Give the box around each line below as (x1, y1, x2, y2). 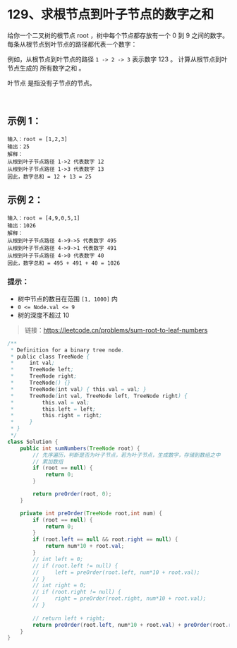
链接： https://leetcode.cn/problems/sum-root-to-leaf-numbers (24, 325, 208, 334)
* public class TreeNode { (10, 353, 90, 360)
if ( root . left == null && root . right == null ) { (32, 536, 178, 544)
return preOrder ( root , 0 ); (32, 491, 112, 498)
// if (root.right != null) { (32, 589, 121, 596)
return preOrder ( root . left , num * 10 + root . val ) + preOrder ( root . (32, 621, 229, 628)
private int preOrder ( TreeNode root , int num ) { (20, 510, 162, 517)
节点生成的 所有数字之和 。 (7, 64, 85, 72)
